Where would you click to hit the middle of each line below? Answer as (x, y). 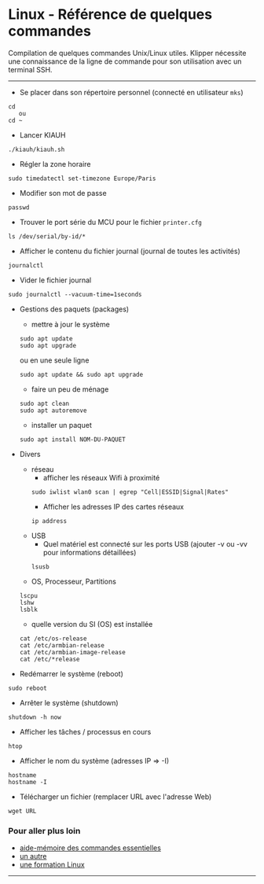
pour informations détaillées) (90, 552)
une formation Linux (52, 865)
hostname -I (27, 782)
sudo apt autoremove (53, 411)
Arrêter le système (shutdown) (69, 702)
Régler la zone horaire (55, 164)
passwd (19, 207)
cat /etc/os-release (53, 639)
